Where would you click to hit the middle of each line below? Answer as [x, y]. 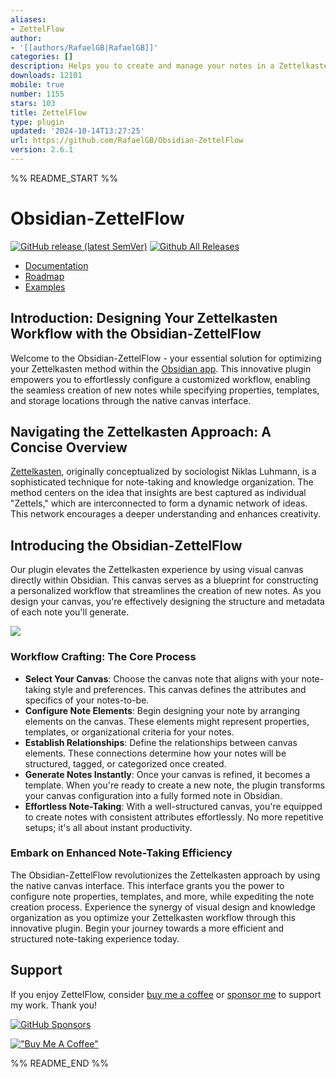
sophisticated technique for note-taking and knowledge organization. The [162, 482]
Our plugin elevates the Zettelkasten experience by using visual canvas [157, 570]
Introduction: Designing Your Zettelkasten [144, 318]
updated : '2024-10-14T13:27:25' [77, 131]
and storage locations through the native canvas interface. [131, 400]
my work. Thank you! [53, 1005]
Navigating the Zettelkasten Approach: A [141, 432]
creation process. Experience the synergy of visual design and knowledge [163, 907]
